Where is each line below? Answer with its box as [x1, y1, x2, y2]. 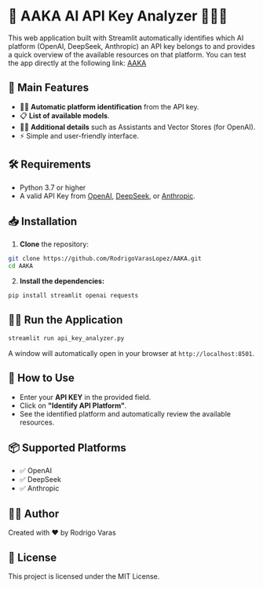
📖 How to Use [8, 372, 75, 385]
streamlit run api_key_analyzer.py [8, 334, 125, 342]
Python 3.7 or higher [19, 183, 86, 192]
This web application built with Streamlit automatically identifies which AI [8, 33, 244, 43]
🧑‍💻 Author [8, 507, 60, 520]
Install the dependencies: [19, 276, 104, 286]
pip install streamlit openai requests [8, 291, 139, 300]
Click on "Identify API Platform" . [19, 401, 127, 410]
